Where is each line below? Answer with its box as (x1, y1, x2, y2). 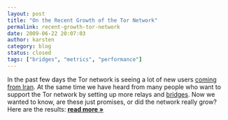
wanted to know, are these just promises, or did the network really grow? (7, 98, 217, 106)
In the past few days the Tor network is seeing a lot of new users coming (7, 75, 217, 84)
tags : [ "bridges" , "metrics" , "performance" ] (7, 56, 142, 63)
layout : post (7, 10, 45, 18)
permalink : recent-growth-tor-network (7, 23, 120, 30)
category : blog (7, 43, 52, 50)
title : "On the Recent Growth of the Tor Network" (7, 17, 158, 24)
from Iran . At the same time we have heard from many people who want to (7, 82, 222, 91)
